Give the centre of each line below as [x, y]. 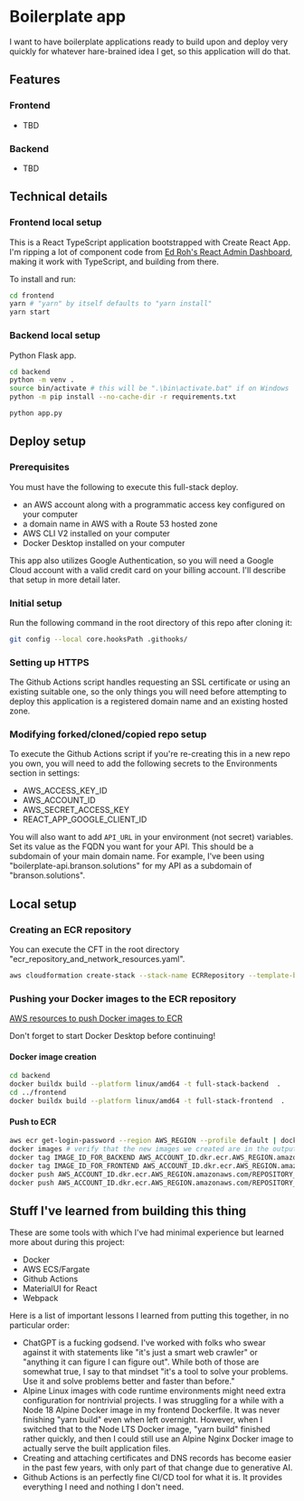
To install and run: [43, 278]
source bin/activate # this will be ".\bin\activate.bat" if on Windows [149, 389]
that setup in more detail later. [65, 580]
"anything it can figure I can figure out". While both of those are [141, 1362]
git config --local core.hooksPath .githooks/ [99, 639]
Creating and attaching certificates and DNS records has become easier [157, 1459]
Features [35, 80]
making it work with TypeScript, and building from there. [114, 261]
